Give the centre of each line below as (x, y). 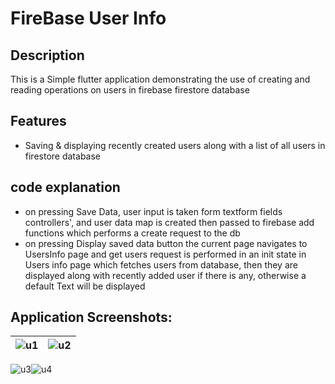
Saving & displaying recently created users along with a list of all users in (175, 145)
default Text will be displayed (85, 286)
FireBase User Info (88, 18)
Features (38, 121)
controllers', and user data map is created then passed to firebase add (169, 222)
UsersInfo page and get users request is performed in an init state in (165, 254)
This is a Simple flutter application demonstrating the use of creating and (160, 79)
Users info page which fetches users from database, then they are (161, 264)
